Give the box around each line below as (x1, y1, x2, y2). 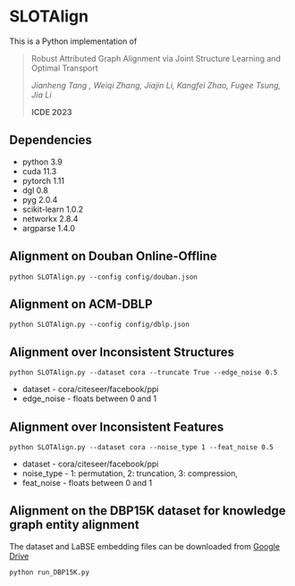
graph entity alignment (9, 517, 140, 532)
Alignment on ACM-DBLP (9, 297, 153, 312)
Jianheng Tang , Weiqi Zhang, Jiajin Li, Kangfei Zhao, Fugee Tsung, (30, 80, 282, 90)
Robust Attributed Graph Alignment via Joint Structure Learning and (30, 53, 282, 63)
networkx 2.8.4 (21, 213, 79, 224)
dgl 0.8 (21, 185, 49, 196)
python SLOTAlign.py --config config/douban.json (9, 272, 198, 281)
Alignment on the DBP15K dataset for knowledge (9, 503, 286, 519)
